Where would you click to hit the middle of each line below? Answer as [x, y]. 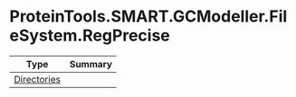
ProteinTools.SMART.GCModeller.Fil [148, 17]
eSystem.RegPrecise [90, 35]
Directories [38, 79]
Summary [91, 64]
